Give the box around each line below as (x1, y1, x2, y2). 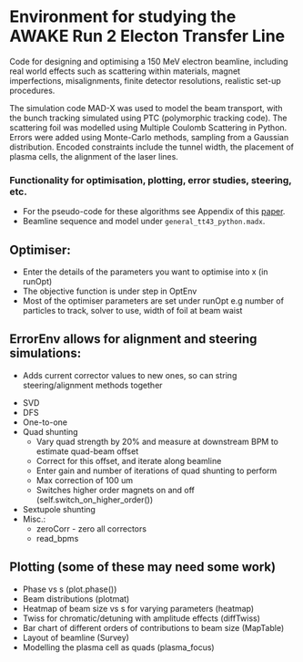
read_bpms (35, 533, 79, 543)
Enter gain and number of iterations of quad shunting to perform (35, 465, 278, 476)
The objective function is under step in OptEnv (22, 285, 197, 297)
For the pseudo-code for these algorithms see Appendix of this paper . (22, 206, 286, 217)
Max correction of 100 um (35, 474, 134, 485)
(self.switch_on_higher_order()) (35, 494, 154, 505)
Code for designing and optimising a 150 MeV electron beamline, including (9, 56, 288, 67)
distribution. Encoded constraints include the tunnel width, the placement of (9, 141, 294, 152)
